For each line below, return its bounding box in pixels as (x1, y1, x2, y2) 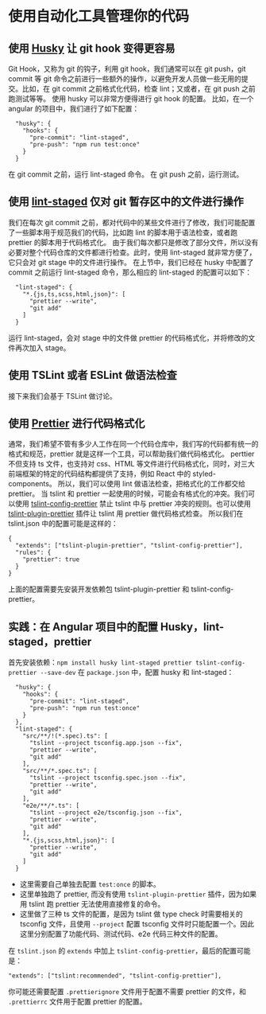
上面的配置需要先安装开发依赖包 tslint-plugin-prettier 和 (8, 584, 190, 594)
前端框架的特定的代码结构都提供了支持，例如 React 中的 (8, 469, 191, 478)
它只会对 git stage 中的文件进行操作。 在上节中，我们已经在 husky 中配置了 (8, 257, 254, 267)
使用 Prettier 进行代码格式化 (8, 417, 145, 431)
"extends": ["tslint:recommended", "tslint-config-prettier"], (8, 972, 222, 980)
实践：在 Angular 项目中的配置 (8, 620, 159, 634)
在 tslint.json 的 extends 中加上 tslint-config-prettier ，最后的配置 (8, 946, 237, 956)
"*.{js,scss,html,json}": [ (22, 837, 115, 844)
